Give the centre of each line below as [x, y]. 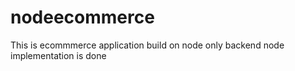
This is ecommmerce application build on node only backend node [147, 45]
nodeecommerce [82, 17]
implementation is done [58, 55]
